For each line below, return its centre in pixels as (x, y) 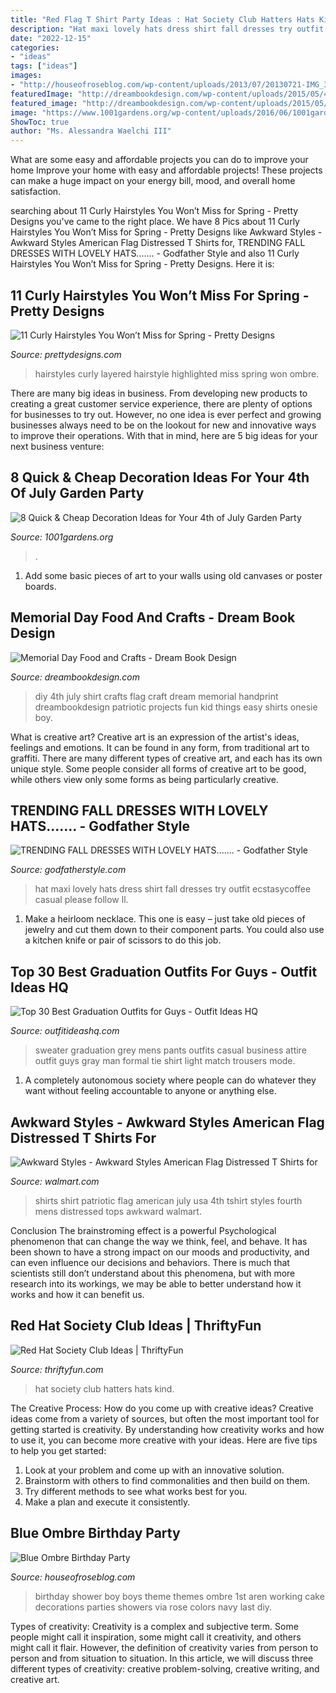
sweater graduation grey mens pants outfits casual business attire (170, 1050)
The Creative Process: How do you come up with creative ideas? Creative (162, 1408)
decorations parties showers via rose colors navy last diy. (153, 1607)
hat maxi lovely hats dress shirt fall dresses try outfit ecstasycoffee (173, 889)
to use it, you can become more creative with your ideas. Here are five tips (164, 1440)
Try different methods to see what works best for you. (136, 1491)
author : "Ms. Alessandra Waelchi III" (91, 131)
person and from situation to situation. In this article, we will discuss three (162, 1658)
